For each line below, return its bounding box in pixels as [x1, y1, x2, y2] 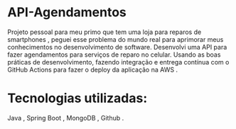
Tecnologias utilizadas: [7, 90, 148, 106]
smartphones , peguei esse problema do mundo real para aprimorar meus [7, 35, 224, 43]
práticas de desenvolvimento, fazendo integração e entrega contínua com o [7, 57, 230, 66]
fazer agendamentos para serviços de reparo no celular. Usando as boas [7, 50, 221, 59]
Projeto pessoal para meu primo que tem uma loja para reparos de [7, 28, 202, 36]
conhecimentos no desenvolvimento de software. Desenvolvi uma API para [7, 43, 227, 51]
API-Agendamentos [7, 4, 127, 21]
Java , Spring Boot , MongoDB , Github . [7, 113, 124, 122]
